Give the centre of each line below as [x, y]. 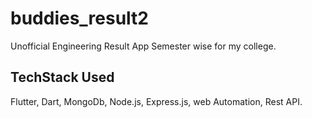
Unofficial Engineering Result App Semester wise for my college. [143, 46]
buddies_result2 [80, 18]
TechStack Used [62, 77]
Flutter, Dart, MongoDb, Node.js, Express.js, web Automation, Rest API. [156, 101]
